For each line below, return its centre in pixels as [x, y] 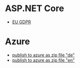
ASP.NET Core [35, 8]
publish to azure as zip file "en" [43, 60]
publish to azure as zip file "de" [43, 55]
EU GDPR [22, 22]
